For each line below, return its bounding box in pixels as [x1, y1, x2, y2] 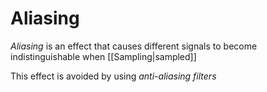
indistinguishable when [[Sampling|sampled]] [10, 50, 197, 62]
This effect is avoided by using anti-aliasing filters [10, 70, 217, 82]
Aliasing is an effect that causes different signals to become [10, 40, 258, 52]
